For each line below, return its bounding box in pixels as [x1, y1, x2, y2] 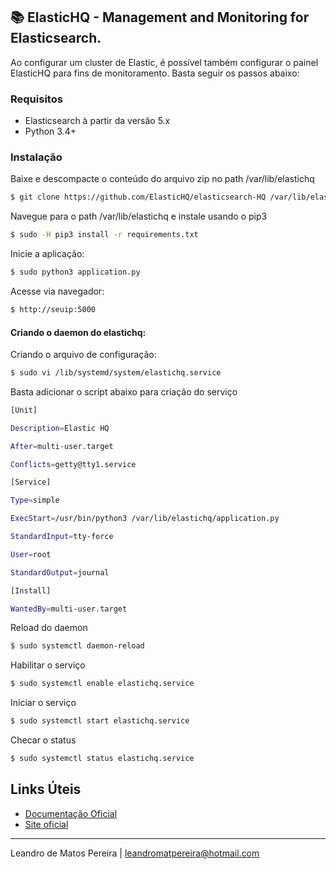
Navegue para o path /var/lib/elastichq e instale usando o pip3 [10, 210, 268, 223]
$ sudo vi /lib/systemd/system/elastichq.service [10, 368, 222, 378]
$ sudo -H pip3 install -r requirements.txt [10, 230, 199, 240]
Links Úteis [10, 781, 82, 798]
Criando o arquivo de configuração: [10, 349, 157, 361]
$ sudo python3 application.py [10, 267, 141, 278]
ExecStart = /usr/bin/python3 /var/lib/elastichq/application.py [10, 514, 280, 524]
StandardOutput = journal [10, 567, 110, 578]
